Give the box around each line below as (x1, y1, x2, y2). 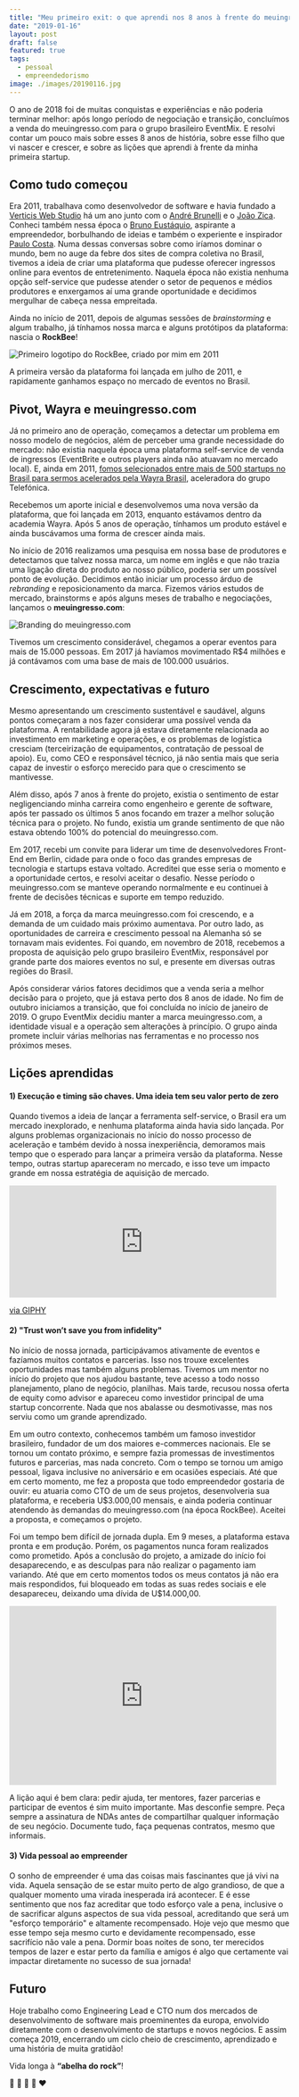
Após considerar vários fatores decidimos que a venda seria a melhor (9, 983, 264, 994)
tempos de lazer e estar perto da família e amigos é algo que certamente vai (9, 1946, 289, 1957)
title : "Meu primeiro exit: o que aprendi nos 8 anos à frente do (9, 12, 261, 22)
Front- (263, 844, 287, 855)
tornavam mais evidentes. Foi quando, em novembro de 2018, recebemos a (9, 938, 286, 949)
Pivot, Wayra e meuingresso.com (9, 402, 198, 417)
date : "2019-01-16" (9, 21, 82, 30)
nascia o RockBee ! (9, 332, 78, 343)
